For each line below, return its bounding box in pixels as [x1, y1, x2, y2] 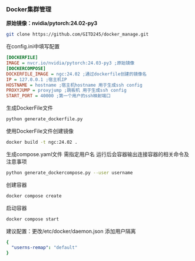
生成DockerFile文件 [6, 104, 53, 111]
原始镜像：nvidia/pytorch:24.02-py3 [6, 19, 98, 27]
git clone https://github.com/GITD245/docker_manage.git [6, 31, 149, 38]
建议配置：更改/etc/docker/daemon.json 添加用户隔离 [6, 227, 136, 234]
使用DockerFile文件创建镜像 [6, 128, 74, 135]
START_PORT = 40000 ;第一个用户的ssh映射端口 [6, 93, 111, 99]
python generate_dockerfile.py [6, 116, 83, 122]
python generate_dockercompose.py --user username [6, 170, 133, 176]
